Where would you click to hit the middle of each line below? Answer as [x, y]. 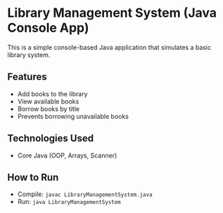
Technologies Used [50, 138]
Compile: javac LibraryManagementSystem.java [85, 194]
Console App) [48, 28]
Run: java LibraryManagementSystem [69, 202]
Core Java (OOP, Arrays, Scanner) [67, 155]
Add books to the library [52, 93]
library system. [29, 55]
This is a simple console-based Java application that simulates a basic [109, 47]
